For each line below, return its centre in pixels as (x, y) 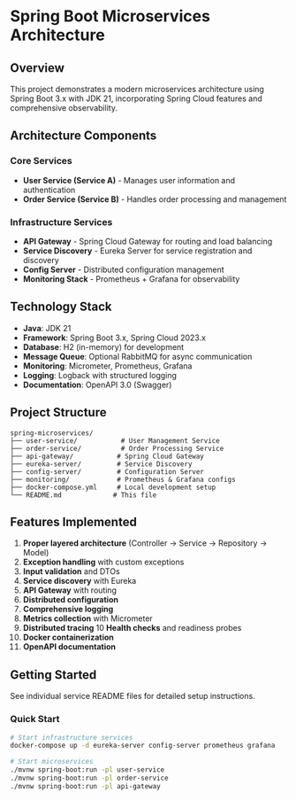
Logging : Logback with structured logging (100, 375)
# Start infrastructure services (72, 737)
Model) (36, 553)
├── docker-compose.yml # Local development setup (113, 487)
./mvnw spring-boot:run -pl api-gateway (86, 786)
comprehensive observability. (64, 108)
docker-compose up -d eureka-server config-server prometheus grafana (143, 746)
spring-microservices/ (52, 433)
